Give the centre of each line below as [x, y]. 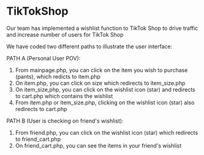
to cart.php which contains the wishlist [64, 96]
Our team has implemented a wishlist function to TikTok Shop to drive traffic [102, 28]
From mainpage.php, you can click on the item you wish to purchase [101, 70]
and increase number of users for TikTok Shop [65, 34]
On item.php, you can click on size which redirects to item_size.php [100, 83]
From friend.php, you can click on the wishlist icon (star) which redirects [107, 132]
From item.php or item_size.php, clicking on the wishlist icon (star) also [105, 103]
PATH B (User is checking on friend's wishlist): [65, 121]
